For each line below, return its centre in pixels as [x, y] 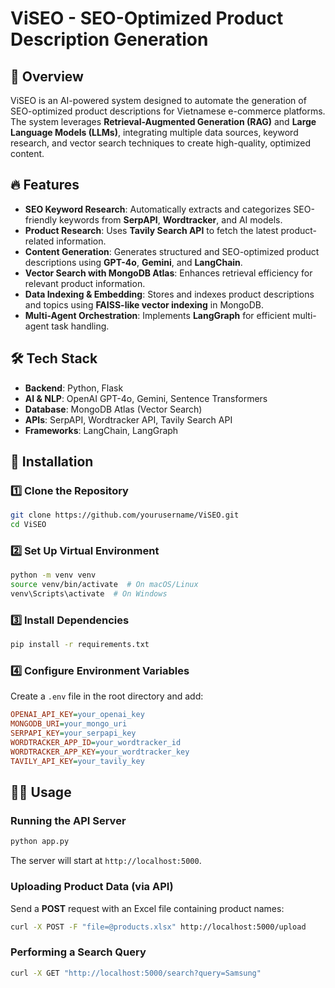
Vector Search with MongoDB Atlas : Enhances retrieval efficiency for [168, 273]
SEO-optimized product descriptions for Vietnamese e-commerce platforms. [168, 111]
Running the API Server [68, 821]
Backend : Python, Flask [74, 388]
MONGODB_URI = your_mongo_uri [69, 724]
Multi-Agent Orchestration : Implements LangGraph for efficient [157, 315]
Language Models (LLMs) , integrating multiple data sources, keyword [154, 132]
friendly [41, 219]
